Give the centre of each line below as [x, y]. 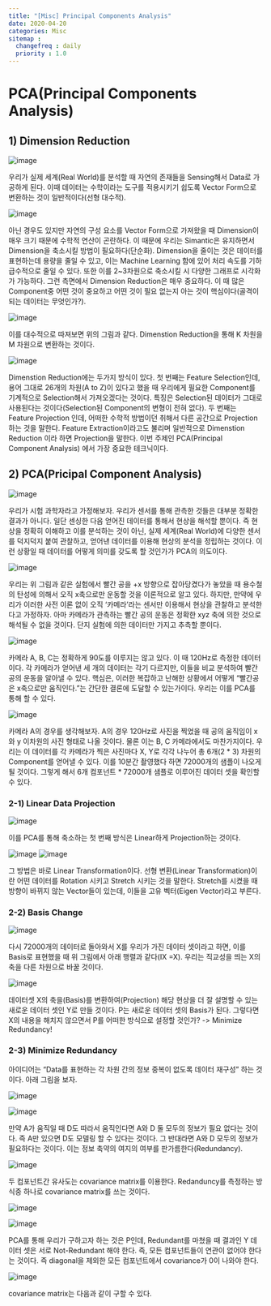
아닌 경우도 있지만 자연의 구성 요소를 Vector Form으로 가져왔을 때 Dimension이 [134, 230]
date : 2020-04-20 [38, 24]
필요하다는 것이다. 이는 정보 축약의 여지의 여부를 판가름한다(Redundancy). [126, 1148]
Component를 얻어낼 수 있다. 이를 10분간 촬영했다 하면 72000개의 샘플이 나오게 [135, 761]
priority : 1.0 [41, 54]
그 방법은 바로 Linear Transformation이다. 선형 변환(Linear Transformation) [130, 871]
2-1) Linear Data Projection [62, 803]
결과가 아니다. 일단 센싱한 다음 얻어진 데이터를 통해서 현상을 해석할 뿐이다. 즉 [129, 521]
